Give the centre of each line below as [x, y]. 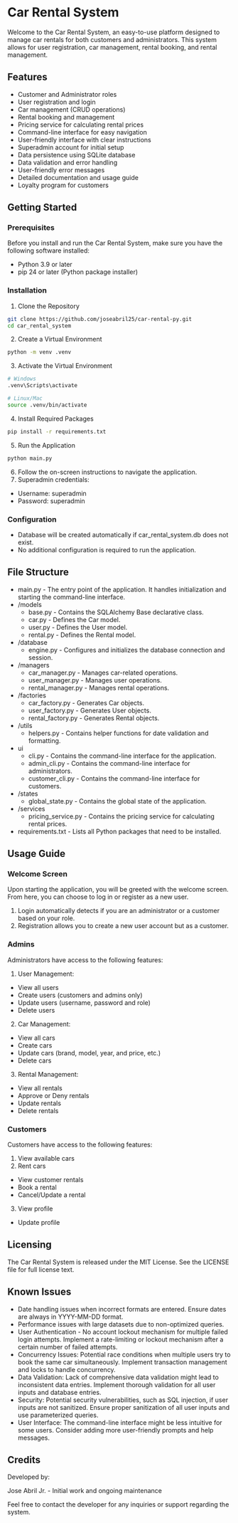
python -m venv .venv [39, 352]
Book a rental [37, 1187]
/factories [32, 695]
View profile [35, 1208]
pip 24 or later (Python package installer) [78, 272]
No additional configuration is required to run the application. [107, 549]
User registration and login [56, 102]
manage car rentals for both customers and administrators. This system [112, 39]
